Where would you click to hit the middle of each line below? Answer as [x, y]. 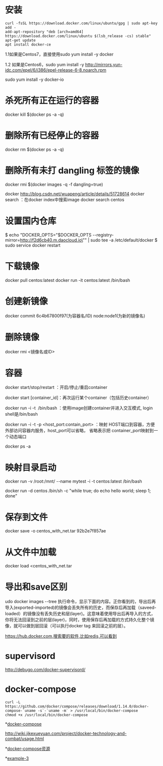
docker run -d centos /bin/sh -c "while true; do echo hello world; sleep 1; [78, 491]
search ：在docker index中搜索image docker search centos [65, 200]
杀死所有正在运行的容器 [52, 101]
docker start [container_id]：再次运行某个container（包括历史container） [78, 398]
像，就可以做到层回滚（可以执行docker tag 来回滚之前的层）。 [66, 626]
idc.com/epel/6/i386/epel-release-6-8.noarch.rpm [56, 70]
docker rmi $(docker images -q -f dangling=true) [54, 184]
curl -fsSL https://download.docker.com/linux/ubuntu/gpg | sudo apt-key [81, 23]
